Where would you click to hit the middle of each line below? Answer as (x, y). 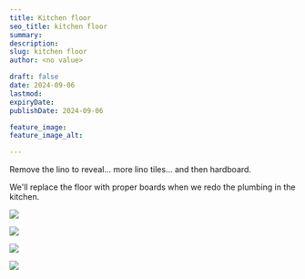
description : (34, 43)
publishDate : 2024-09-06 (56, 110)
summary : (26, 35)
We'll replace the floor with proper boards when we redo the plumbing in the (152, 187)
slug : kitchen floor (49, 52)
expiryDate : (32, 102)
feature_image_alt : (46, 136)
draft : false (34, 77)
